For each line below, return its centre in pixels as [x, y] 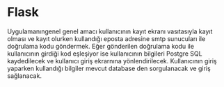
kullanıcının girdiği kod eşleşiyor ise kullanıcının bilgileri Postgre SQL [105, 54]
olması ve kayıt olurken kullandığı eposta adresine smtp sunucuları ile [106, 38]
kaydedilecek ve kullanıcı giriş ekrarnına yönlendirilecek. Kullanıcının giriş [112, 61]
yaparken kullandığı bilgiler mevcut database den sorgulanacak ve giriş [109, 68]
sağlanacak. [24, 76]
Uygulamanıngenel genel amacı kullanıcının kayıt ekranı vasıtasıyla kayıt [110, 31]
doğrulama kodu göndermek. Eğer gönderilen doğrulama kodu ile [101, 46]
